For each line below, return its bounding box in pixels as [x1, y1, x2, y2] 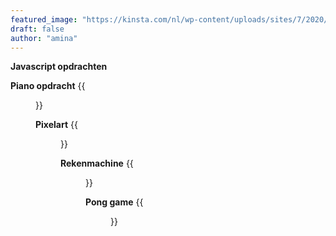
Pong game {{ [85, 196, 144, 208]
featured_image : [10, 14, 78, 25]
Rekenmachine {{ [60, 157, 134, 170]
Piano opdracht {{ [10, 80, 86, 92]
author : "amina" [10, 33, 78, 43]
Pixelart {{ [35, 119, 78, 131]
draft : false [10, 24, 65, 34]
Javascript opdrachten [10, 61, 108, 73]
